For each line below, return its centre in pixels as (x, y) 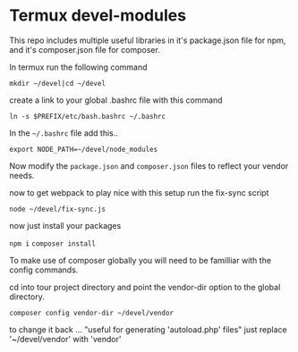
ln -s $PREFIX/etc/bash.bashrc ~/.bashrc (88, 116)
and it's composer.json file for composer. (85, 49)
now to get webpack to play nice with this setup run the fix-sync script (139, 192)
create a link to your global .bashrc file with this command (116, 100)
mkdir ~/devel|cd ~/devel (57, 83)
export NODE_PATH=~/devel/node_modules (84, 149)
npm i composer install (53, 243)
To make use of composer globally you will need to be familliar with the (140, 260)
